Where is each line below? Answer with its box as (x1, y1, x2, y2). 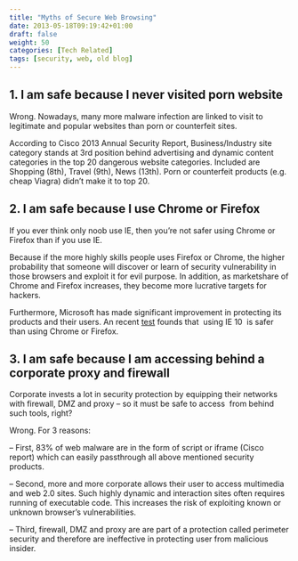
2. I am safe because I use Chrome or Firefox (9, 201, 261, 216)
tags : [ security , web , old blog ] (9, 54, 133, 63)
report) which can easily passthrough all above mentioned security (9, 451, 254, 463)
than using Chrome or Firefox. (9, 326, 119, 337)
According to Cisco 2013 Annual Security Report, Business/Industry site (9, 137, 273, 148)
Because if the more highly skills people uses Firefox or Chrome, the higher (9, 251, 286, 263)
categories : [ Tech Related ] (9, 46, 114, 55)
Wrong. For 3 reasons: (9, 425, 92, 436)
